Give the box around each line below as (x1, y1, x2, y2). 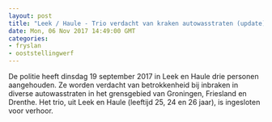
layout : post (8, 11, 53, 20)
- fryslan (8, 42, 42, 50)
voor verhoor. (8, 106, 54, 116)
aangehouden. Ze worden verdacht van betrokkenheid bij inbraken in (8, 80, 239, 90)
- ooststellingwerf (8, 49, 74, 57)
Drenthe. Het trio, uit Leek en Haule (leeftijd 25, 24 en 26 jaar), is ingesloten (8, 98, 261, 107)
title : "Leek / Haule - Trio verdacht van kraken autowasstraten (8, 19, 233, 27)
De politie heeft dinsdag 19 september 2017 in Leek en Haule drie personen (8, 72, 259, 81)
